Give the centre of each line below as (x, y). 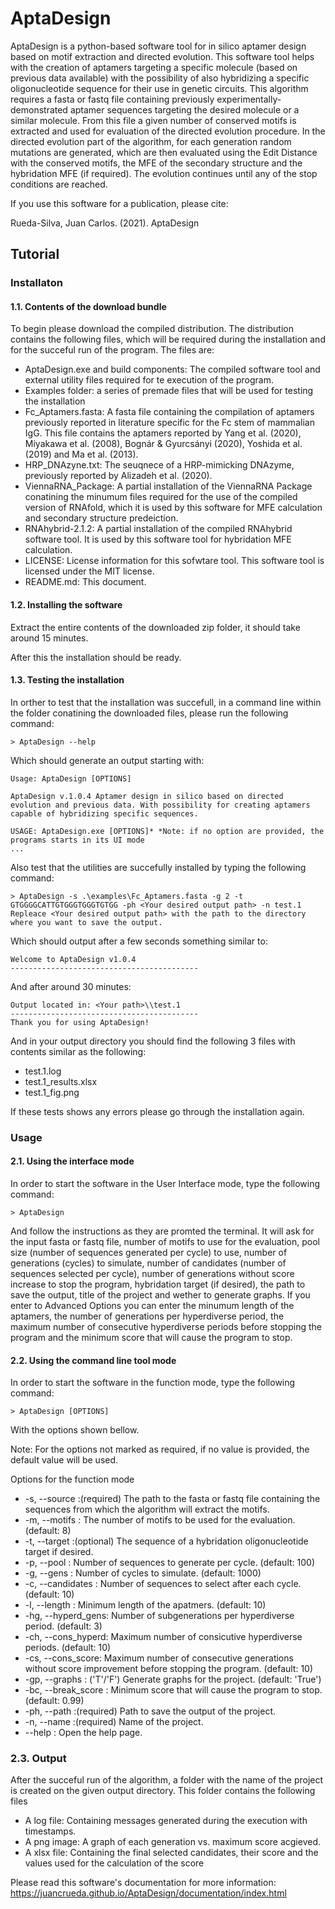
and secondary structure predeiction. (101, 518)
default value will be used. (64, 1460)
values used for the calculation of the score (114, 1863)
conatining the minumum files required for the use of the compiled (161, 497)
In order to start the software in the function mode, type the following (153, 1383)
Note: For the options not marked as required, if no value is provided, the (160, 1449)
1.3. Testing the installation (67, 680)
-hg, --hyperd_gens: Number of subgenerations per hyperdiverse (159, 1616)
